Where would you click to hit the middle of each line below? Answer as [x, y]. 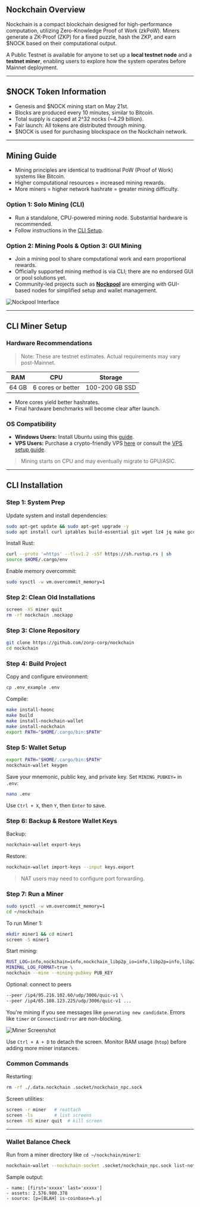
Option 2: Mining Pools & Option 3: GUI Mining [74, 246]
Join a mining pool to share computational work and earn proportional [100, 259]
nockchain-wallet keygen [37, 765]
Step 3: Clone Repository [43, 630]
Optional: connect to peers [39, 985]
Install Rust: [20, 543]
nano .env [18, 794]
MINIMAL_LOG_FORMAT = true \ [40, 968]
